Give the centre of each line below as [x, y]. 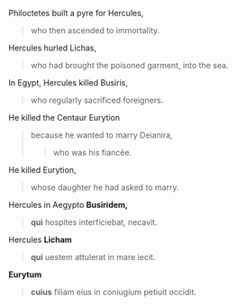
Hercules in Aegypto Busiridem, [68, 205]
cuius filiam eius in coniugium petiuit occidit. [114, 292]
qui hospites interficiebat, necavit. [94, 222]
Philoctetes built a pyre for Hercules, [76, 13]
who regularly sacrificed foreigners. [97, 100]
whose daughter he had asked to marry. [105, 187]
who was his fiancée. [92, 153]
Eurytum [25, 274]
